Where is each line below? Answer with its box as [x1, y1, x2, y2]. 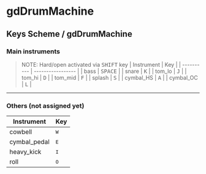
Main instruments [6, 47, 60, 56]
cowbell [9, 127, 32, 136]
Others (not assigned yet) [6, 101, 85, 110]
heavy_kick [9, 148, 42, 156]
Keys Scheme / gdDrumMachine [6, 29, 133, 39]
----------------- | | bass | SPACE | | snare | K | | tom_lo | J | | [33, 67, 187, 75]
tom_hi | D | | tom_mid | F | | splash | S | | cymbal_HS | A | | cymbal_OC [21, 74, 198, 81]
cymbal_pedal [9, 138, 50, 146]
